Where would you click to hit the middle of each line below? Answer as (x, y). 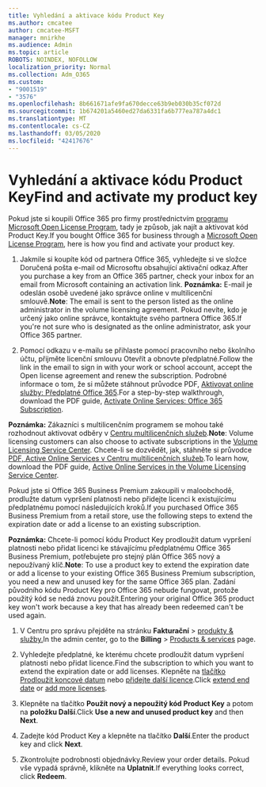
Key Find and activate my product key (133, 197)
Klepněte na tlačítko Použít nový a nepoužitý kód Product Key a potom (136, 704)
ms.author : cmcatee (40, 23)
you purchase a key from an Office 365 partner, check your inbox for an (137, 276)
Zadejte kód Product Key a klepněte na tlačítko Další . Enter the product (134, 736)
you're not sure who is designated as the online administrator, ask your (135, 327)
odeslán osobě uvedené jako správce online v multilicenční (116, 293)
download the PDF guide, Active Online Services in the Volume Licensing (127, 467)
